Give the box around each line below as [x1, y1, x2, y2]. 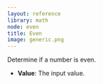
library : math [7, 17, 49, 24]
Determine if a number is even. [7, 55, 97, 64]
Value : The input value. [17, 69, 85, 78]
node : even [7, 23, 39, 30]
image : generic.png [7, 36, 64, 43]
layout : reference [7, 10, 61, 17]
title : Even [7, 29, 42, 37]
